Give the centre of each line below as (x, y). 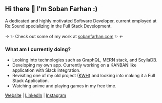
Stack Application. (30, 81)
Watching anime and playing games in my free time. (64, 86)
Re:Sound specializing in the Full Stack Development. (59, 26)
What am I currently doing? (38, 49)
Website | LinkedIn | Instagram (36, 95)
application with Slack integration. (46, 70)
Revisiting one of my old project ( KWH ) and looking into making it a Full (83, 76)
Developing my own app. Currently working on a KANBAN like (74, 65)
